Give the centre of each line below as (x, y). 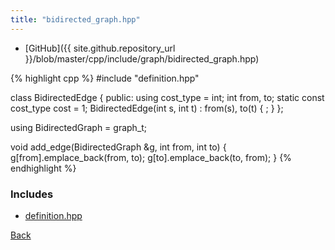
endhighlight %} (43, 168)
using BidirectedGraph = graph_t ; (79, 127)
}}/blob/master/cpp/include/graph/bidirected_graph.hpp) (142, 58)
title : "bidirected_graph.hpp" (75, 19)
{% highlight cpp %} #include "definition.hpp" (105, 78)
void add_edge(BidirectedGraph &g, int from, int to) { (118, 147)
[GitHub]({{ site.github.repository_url (100, 48)
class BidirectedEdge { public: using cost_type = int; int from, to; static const (167, 97)
